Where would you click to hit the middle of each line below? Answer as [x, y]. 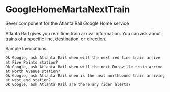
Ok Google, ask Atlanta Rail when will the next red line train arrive [83, 58]
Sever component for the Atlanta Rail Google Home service [67, 23]
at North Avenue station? [33, 71]
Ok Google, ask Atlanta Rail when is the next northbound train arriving [85, 75]
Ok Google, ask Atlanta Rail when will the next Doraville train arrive [84, 67]
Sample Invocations [26, 48]
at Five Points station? [32, 62]
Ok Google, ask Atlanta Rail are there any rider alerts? [68, 84]
